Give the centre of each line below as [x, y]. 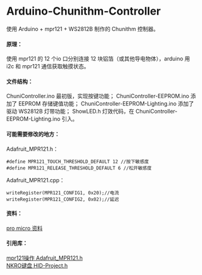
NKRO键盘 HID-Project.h [37, 265]
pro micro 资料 [24, 228]
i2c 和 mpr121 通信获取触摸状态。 [48, 66]
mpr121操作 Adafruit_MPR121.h [45, 258]
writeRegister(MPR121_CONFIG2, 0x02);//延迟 [63, 199]
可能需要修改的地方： [33, 134]
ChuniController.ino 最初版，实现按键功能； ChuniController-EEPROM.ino [98, 96]
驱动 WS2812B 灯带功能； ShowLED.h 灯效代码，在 [71, 112]
